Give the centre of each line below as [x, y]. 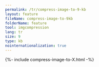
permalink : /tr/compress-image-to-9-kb [46, 9]
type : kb [14, 41]
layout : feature [21, 14]
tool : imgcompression [27, 28]
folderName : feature [26, 23]
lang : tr [14, 32]
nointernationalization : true [36, 46]
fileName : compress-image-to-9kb [39, 18]
